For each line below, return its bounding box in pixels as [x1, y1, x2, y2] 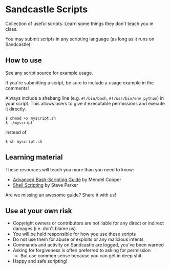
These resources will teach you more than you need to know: [5, 166, 134, 172]
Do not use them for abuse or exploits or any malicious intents [12, 236, 144, 242]
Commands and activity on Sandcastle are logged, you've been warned [12, 242, 164, 248]
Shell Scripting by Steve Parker [12, 182, 78, 188]
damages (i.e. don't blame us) [12, 226, 76, 232]
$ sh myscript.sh [5, 139, 42, 144]
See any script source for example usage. [5, 70, 93, 76]
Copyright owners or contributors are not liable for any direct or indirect [12, 220, 164, 226]
